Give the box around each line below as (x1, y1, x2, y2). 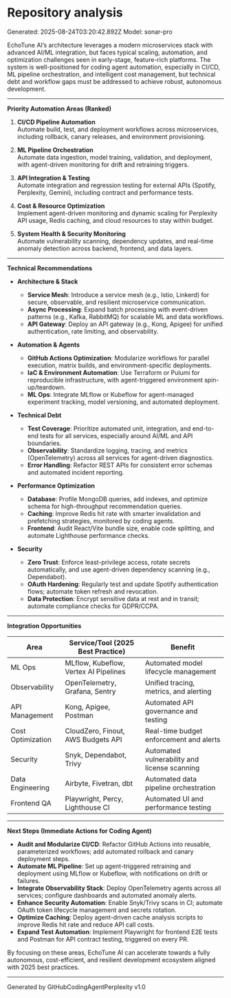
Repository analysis (7, 5, 123, 21)
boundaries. (27, 439, 62, 447)
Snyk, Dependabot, (65, 750, 127, 759)
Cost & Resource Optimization (16, 202, 105, 210)
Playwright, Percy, (65, 794, 124, 803)
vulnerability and (145, 755, 199, 764)
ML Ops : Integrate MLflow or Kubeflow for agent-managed (27, 390, 195, 398)
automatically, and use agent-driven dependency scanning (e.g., (27, 565, 211, 574)
